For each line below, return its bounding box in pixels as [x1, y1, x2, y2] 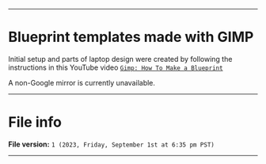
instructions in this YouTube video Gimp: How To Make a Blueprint [8, 63, 223, 72]
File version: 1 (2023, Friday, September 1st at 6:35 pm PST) [8, 139, 215, 149]
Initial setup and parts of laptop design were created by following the [8, 54, 233, 63]
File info [8, 113, 62, 132]
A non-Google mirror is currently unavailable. [8, 78, 156, 87]
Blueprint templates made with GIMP [8, 29, 254, 46]
